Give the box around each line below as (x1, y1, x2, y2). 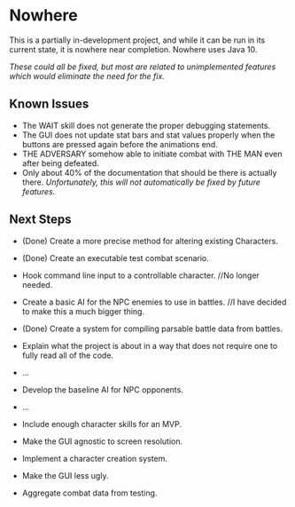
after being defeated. (21, 157, 99, 169)
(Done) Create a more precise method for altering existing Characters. (21, 235, 279, 246)
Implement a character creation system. (21, 453, 168, 463)
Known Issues (9, 97, 89, 112)
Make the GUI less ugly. (21, 470, 109, 480)
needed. (21, 279, 53, 289)
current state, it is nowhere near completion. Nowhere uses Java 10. (9, 44, 258, 54)
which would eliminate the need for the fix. (9, 70, 166, 81)
